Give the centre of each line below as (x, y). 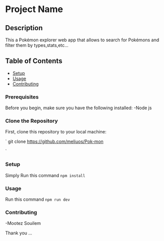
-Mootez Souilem (23, 223)
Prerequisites (22, 97)
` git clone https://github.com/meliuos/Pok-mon (55, 141)
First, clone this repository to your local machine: (56, 132)
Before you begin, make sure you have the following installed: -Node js (78, 108)
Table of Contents (34, 61)
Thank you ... (19, 233)
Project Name (34, 9)
